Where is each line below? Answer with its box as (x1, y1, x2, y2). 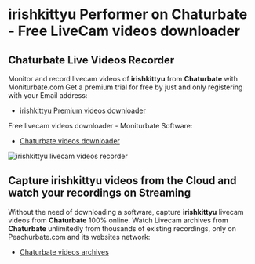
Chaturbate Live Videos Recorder (8, 53, 175, 67)
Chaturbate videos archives (19, 247, 110, 256)
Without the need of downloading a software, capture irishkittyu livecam (8, 207, 245, 216)
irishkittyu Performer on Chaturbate (8, 5, 248, 24)
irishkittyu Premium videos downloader (19, 106, 147, 115)
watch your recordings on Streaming (8, 186, 191, 200)
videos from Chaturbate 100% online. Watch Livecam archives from (8, 215, 229, 225)
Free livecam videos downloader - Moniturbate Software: (8, 121, 193, 130)
